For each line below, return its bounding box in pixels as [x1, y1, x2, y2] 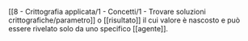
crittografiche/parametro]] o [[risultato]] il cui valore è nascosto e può [8, 15, 241, 25]
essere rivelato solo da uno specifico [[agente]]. [8, 24, 168, 33]
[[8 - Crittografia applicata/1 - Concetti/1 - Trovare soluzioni [8, 7, 206, 16]
